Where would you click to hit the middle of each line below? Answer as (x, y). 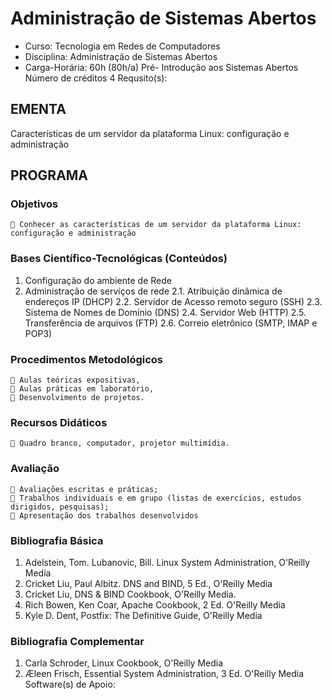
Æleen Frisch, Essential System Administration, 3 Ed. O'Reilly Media (164, 674)
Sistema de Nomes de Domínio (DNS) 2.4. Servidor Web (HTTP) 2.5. (165, 312)
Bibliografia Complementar (77, 641)
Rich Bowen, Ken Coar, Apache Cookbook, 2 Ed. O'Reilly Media (155, 604)
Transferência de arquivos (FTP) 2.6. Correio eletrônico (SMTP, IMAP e (171, 323)
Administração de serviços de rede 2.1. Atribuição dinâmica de (153, 291)
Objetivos (34, 204)
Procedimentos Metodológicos (87, 359)
